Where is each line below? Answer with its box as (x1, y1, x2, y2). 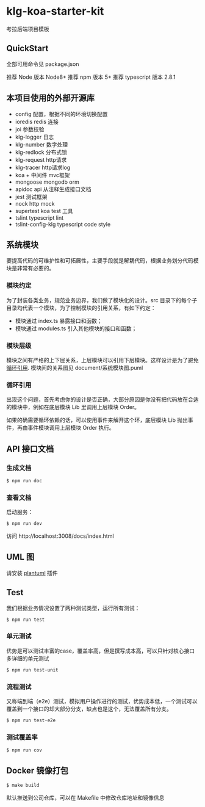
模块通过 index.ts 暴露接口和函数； (15, 317, 103, 324)
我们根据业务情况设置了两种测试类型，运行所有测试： (6, 604, 140, 612)
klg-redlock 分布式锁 (15, 148, 68, 156)
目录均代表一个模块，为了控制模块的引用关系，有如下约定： (6, 304, 156, 311)
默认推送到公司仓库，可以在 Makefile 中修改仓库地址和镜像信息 (6, 794, 165, 801)
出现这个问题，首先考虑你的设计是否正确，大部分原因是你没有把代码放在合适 (6, 396, 199, 403)
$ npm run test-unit (6, 667, 59, 673)
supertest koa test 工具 (15, 207, 73, 214)
